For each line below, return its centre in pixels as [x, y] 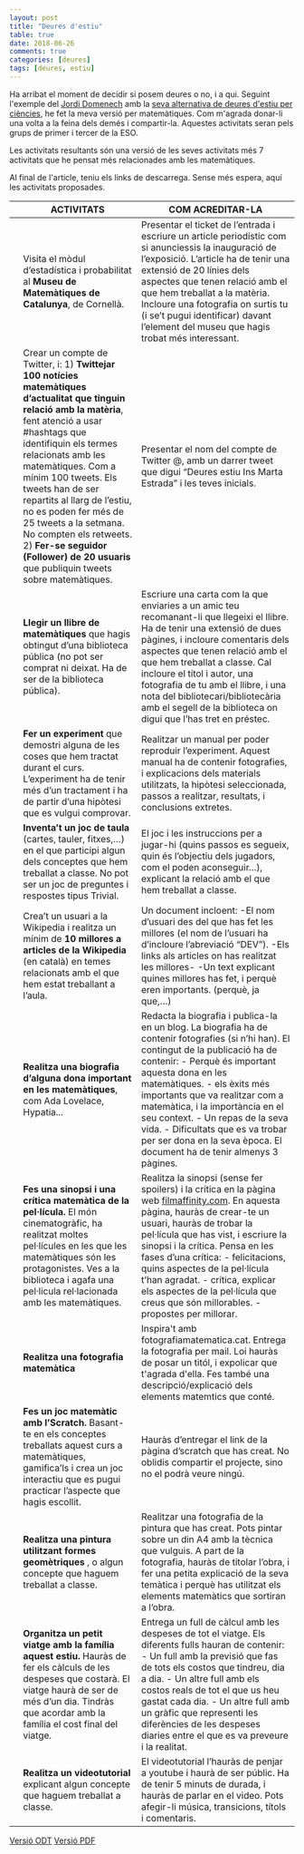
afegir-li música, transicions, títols [214, 1807]
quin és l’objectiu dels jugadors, [209, 856]
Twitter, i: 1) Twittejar [69, 364]
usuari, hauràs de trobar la [197, 1223]
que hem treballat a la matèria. [205, 293]
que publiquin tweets [68, 568]
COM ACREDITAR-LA [216, 209]
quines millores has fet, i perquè [209, 978]
